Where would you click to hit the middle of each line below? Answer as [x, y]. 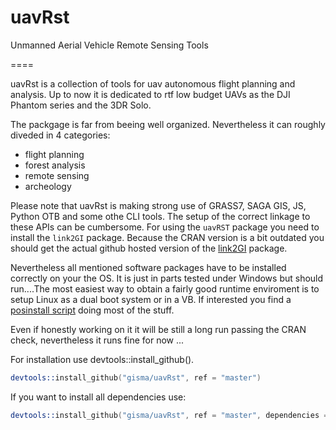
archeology [48, 186]
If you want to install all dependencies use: [98, 397]
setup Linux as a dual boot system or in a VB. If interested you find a [151, 299]
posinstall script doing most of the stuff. [92, 310]
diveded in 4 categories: [60, 135]
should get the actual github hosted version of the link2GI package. [149, 248]
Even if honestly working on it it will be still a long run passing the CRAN [158, 329]
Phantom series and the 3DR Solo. [81, 105]
